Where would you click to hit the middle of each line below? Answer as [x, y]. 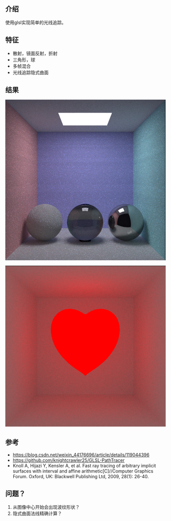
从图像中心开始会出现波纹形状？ [46, 507]
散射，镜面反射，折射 [35, 53]
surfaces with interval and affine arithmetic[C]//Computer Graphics [83, 471]
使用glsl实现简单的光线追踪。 [36, 22]
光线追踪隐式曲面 [31, 72]
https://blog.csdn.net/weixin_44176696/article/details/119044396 [81, 455]
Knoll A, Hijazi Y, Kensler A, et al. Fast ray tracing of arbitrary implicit [84, 466]
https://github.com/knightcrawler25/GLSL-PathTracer [68, 460]
